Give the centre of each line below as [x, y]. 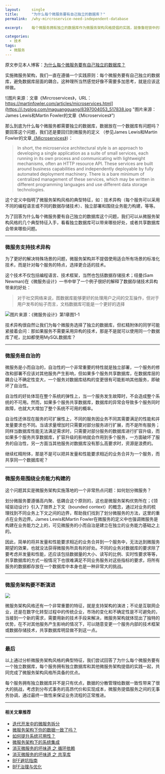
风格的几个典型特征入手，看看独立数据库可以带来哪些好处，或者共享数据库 [84, 222]
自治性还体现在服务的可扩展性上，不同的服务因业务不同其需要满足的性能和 [80, 419]
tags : [11, 46]
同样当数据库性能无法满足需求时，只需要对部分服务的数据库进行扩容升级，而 [82, 431]
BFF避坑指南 [25, 761]
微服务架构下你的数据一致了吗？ [44, 730]
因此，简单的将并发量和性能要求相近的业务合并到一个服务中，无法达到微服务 [82, 542]
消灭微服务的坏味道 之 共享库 [41, 754]
